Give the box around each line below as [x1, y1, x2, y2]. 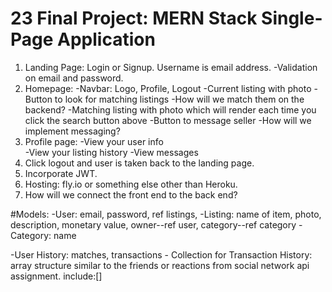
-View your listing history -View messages [24, 146, 199, 158]
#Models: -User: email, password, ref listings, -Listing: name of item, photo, [10, 208, 322, 220]
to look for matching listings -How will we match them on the [54, 93, 305, 105]
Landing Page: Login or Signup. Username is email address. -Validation [24, 61, 318, 73]
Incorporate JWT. [24, 167, 98, 179]
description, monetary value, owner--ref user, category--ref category [10, 218, 297, 231]
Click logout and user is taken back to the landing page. [24, 157, 255, 169]
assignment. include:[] [10, 270, 103, 282]
